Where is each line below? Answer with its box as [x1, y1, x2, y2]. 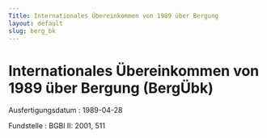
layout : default [8, 19, 63, 27]
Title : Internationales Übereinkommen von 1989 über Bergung [8, 11, 219, 20]
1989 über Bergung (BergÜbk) [8, 78, 214, 97]
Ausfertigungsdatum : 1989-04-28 [8, 106, 123, 115]
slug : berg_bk [8, 27, 57, 35]
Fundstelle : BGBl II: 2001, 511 [8, 121, 105, 131]
